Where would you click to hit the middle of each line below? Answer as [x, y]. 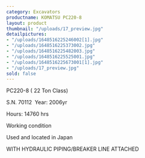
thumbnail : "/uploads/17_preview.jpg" [55, 29]
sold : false [21, 74]
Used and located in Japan [40, 137]
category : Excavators [33, 12]
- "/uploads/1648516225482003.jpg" [51, 51]
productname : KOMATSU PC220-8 [44, 17]
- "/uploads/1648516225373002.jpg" [51, 46]
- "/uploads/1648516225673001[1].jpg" [55, 62]
